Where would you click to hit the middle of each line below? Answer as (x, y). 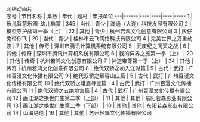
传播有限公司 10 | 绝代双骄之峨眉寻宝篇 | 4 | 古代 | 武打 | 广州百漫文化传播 (101, 83)
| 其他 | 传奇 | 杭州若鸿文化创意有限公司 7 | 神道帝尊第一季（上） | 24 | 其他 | (100, 61)
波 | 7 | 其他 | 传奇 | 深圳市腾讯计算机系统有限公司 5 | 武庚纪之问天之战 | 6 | (98, 46)
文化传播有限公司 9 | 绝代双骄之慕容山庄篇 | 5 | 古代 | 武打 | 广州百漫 (105, 76)
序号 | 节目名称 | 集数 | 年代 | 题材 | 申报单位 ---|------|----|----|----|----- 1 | (99, 16)
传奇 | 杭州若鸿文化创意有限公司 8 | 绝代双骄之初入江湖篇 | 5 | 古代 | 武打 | (97, 68)
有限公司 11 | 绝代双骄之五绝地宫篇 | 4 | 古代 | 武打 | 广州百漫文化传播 (90, 90)
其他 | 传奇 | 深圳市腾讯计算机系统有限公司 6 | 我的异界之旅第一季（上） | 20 (100, 53)
